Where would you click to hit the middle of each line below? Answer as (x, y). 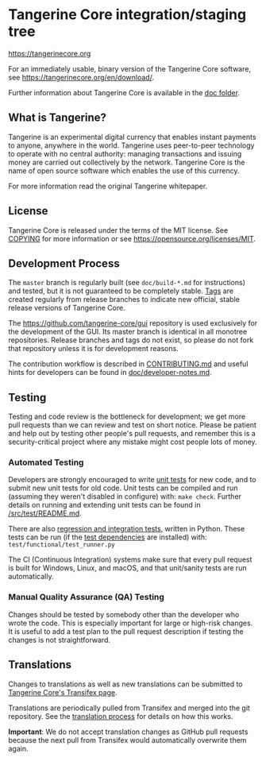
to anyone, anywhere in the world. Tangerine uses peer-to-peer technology (131, 145)
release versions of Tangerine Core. (67, 308)
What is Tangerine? (58, 118)
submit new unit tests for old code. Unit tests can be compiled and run (123, 488)
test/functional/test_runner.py (62, 545)
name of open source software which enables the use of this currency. (124, 170)
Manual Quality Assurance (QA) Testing (87, 597)
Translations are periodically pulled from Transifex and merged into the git (129, 708)
